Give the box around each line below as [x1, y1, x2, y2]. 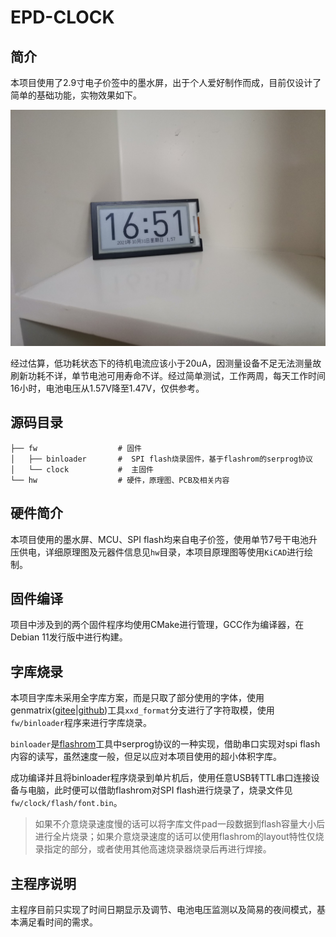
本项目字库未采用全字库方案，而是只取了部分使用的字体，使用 [10, 692, 265, 704]
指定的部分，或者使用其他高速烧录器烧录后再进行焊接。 [43, 843, 272, 855]
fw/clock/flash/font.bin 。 [10, 797, 123, 809]
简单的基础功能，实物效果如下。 [10, 89, 142, 101]
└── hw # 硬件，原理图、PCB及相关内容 [10, 475, 230, 485]
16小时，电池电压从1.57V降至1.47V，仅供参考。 [10, 382, 205, 394]
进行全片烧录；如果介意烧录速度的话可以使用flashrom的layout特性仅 [34, 831, 316, 843]
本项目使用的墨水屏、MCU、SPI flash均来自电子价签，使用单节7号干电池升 [10, 533, 318, 545]
